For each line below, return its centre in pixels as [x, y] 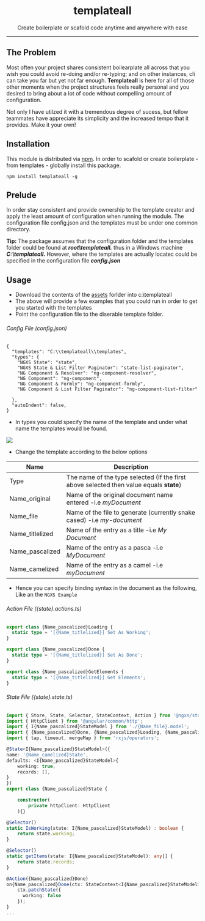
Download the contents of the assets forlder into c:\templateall [93, 295]
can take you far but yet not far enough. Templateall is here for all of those [100, 80]
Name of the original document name [120, 495]
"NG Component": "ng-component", [60, 379]
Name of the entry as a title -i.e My [117, 530]
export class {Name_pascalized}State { [57, 789]
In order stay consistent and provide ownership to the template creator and [101, 210]
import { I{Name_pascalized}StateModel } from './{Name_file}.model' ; [98, 727]
